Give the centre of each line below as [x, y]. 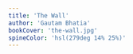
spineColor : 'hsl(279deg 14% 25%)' [67, 38]
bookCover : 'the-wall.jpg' [53, 30]
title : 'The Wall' [39, 15]
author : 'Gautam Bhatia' [49, 23]
